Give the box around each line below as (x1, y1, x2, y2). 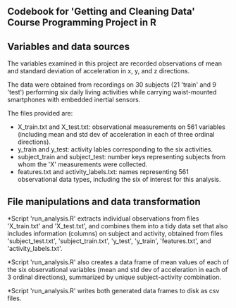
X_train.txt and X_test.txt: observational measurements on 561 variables (17, 123, 225, 131)
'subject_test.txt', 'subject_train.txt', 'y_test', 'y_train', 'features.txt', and (7, 237, 211, 245)
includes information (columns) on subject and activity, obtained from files (7, 229, 223, 238)
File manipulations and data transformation (7, 195, 201, 207)
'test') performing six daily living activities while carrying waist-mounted (7, 88, 217, 97)
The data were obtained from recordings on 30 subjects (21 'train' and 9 (7, 80, 217, 89)
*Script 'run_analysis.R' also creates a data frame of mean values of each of (7, 258, 229, 266)
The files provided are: (7, 109, 73, 118)
